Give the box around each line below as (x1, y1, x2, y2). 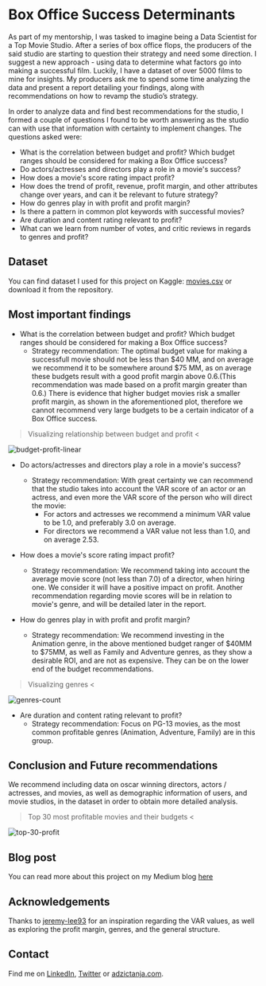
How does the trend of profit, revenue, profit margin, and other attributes (19, 181, 258, 190)
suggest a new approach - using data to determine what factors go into (8, 57, 242, 67)
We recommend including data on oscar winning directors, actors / (8, 780, 227, 789)
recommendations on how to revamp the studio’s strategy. (8, 91, 199, 100)
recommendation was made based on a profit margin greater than (31, 380, 248, 389)
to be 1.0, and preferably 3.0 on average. (43, 518, 176, 527)
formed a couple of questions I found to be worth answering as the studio (8, 115, 249, 124)
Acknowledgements (8, 894, 110, 909)
